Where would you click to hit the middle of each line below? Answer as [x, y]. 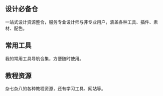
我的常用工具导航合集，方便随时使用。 [44, 58]
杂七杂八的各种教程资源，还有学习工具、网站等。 [55, 88]
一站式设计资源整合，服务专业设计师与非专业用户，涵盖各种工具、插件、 [79, 22]
